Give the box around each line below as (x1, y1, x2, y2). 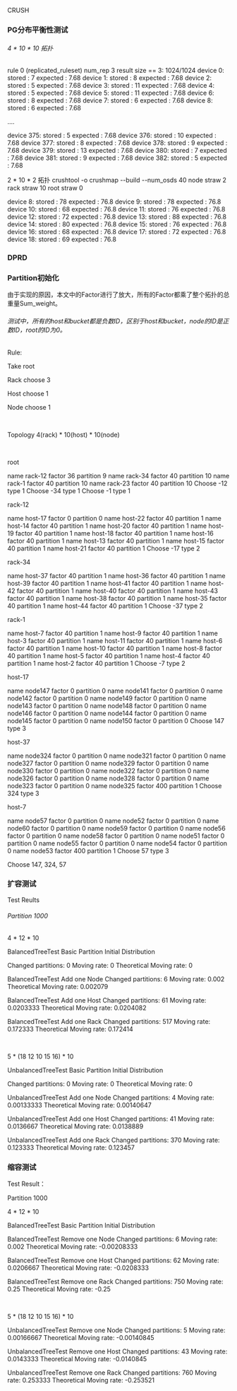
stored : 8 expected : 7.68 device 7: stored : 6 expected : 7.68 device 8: (7, 96, 213, 105)
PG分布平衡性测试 (7, 25, 68, 35)
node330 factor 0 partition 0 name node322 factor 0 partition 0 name (7, 766, 209, 775)
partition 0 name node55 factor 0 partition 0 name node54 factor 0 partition (7, 838, 228, 848)
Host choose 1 (7, 389, 49, 398)
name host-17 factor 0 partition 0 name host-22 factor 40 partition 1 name (7, 514, 222, 522)
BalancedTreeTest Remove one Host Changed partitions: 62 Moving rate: (7, 1256, 219, 1265)
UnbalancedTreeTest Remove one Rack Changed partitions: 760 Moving (7, 1368, 217, 1377)
